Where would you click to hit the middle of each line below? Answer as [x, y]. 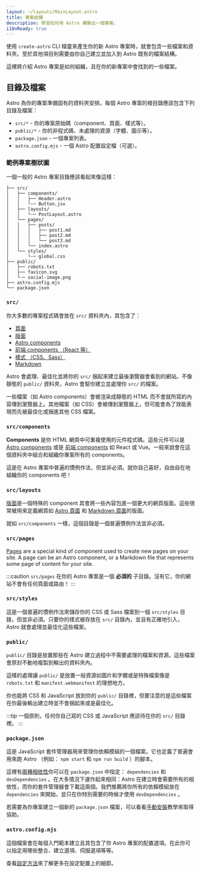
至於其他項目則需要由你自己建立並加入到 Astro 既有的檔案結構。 [101, 54]
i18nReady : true [26, 29]
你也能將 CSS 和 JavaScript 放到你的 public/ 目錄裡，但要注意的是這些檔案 [99, 696]
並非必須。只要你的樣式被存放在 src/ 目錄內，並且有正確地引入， [102, 619]
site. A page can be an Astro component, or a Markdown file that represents [100, 557]
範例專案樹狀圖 [28, 163]
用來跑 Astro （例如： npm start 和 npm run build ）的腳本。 [81, 759]
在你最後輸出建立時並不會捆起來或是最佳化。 [61, 703]
